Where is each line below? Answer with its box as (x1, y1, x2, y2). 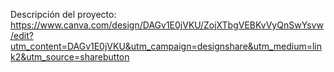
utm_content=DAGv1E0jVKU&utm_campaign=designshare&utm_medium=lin (10, 40, 323, 52)
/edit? (10, 30, 34, 41)
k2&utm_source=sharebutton (10, 51, 130, 63)
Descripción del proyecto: (10, 9, 117, 20)
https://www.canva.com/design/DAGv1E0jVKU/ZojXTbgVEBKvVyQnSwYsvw (10, 19, 324, 31)
